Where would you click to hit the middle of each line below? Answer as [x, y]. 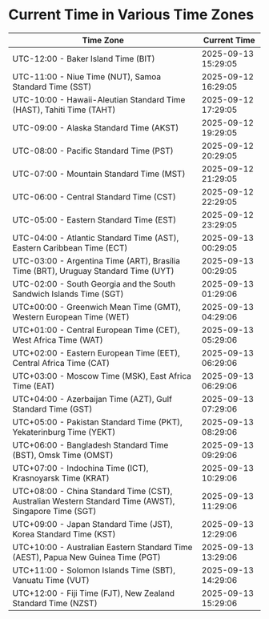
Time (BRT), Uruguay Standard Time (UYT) [93, 271]
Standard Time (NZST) [55, 603]
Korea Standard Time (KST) [64, 534]
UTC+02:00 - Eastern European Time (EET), [96, 352]
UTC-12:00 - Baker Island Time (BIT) [84, 58]
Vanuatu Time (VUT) [51, 580]
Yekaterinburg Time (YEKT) [64, 432]
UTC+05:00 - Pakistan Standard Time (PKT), [97, 422]
